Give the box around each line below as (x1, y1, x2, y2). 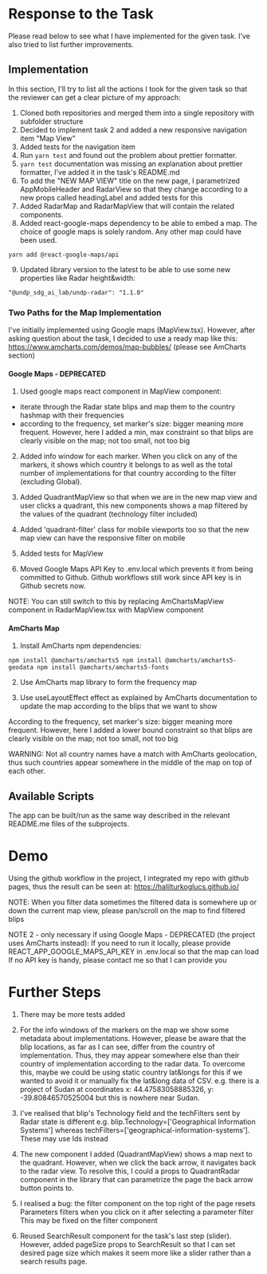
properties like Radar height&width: (19, 273, 135, 283)
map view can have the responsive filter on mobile (19, 533, 186, 543)
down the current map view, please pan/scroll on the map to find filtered (8, 906, 245, 916)
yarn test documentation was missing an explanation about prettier (19, 159, 243, 168)
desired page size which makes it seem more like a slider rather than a (19, 1248, 251, 1258)
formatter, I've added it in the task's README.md (19, 167, 181, 176)
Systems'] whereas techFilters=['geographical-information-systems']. (19, 1126, 250, 1135)
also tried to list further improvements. (8, 39, 134, 49)
